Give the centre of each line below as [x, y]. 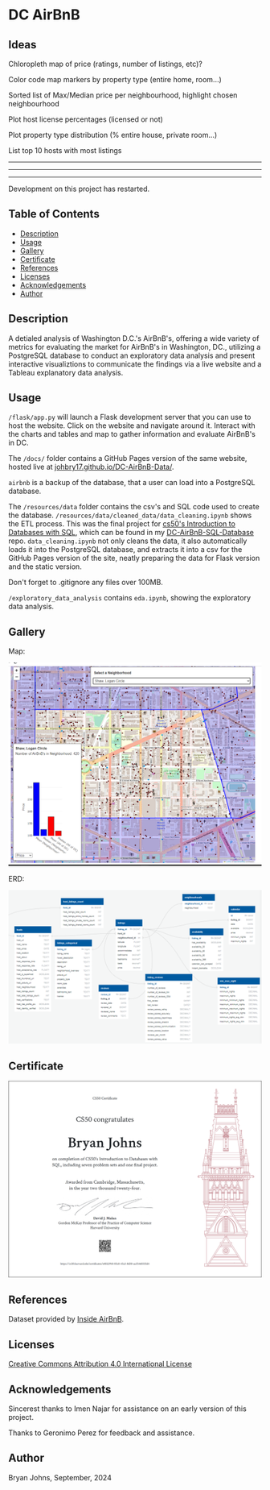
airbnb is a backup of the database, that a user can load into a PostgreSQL [132, 483]
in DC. [18, 443]
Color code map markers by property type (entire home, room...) [115, 79]
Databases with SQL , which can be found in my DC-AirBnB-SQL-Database [131, 533]
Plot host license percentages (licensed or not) [86, 119]
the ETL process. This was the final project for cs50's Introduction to [122, 524]
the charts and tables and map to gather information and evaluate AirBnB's [132, 434]
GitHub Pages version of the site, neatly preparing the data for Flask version [134, 558]
